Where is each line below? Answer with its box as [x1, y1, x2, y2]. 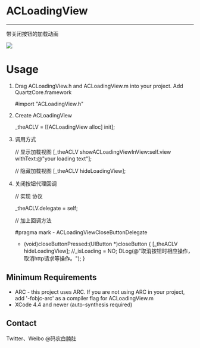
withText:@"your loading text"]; [14, 155, 92, 162]
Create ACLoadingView [14, 111, 73, 119]
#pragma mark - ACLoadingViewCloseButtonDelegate [14, 228, 148, 236]
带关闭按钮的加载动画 [6, 30, 58, 37]
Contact [6, 318, 37, 328]
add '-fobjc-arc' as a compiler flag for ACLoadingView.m [14, 294, 154, 302]
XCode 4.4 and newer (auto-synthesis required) [14, 301, 133, 308]
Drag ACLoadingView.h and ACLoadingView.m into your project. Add [14, 82, 183, 89]
